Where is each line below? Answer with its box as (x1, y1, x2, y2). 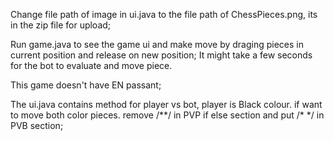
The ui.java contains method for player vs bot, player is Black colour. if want (10, 99, 323, 110)
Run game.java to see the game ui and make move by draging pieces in (10, 39, 305, 50)
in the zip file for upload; (10, 19, 112, 31)
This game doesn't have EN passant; (10, 79, 162, 91)
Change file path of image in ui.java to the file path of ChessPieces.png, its (10, 9, 318, 20)
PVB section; (10, 120, 64, 131)
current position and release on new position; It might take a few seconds (10, 49, 313, 61)
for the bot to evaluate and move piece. (10, 60, 173, 71)
